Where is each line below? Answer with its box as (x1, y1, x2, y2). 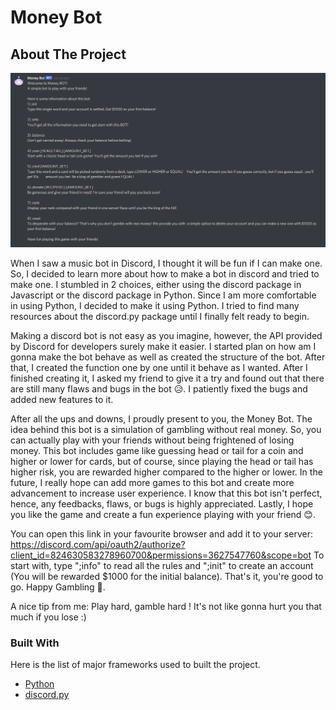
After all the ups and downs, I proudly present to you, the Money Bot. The (10, 413, 313, 425)
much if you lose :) (10, 611, 87, 623)
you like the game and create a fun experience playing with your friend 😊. (10, 509, 316, 521)
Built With (10, 636, 60, 650)
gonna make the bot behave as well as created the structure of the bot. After (10, 351, 326, 363)
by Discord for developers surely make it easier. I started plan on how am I (10, 341, 317, 353)
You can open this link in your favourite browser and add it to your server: (10, 528, 313, 540)
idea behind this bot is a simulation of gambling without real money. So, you (10, 424, 322, 436)
